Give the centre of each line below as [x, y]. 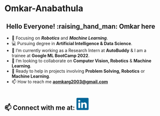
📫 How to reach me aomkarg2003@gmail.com [60, 82]
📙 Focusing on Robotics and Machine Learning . [60, 38]
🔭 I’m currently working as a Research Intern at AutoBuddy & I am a [79, 50]
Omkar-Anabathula [44, 8]
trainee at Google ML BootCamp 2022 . [51, 56]
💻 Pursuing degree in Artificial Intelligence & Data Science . [72, 43]
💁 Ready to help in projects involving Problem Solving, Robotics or [78, 71]
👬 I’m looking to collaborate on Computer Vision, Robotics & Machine [81, 61]
